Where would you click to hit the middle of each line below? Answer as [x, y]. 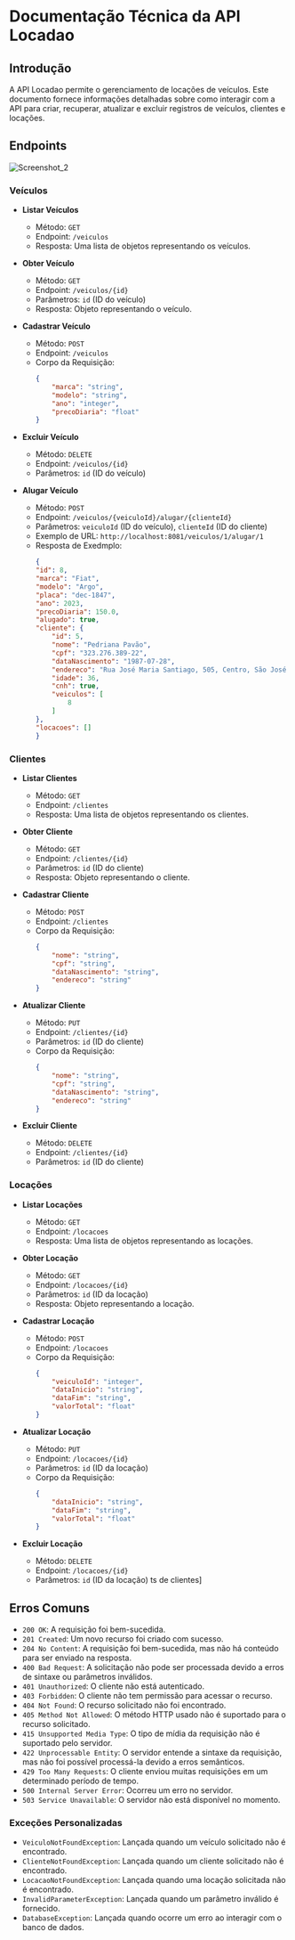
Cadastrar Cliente [56, 894]
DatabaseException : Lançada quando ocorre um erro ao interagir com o [152, 1918]
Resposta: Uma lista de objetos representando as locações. [144, 1241]
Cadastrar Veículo [56, 326]
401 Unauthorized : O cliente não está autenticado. [113, 1686]
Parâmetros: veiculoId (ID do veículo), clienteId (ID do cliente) [151, 526]
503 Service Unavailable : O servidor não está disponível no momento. [151, 1800]
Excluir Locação [52, 1544]
